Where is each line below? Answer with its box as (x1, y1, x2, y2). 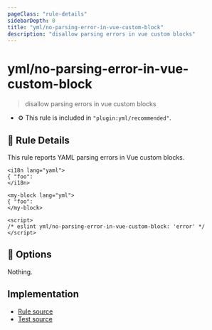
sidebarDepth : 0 (7, 17, 55, 24)
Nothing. (7, 267, 33, 276)
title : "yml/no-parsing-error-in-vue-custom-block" (7, 24, 164, 31)
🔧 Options (7, 249, 52, 261)
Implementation (7, 288, 80, 300)
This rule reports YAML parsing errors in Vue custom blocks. (7, 153, 185, 161)
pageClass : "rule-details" (7, 10, 88, 18)
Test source (17, 314, 53, 323)
